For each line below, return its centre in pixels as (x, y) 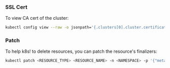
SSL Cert (16, 7)
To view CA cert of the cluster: (37, 18)
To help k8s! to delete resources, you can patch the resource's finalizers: (81, 51)
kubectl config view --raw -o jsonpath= (49, 27)
